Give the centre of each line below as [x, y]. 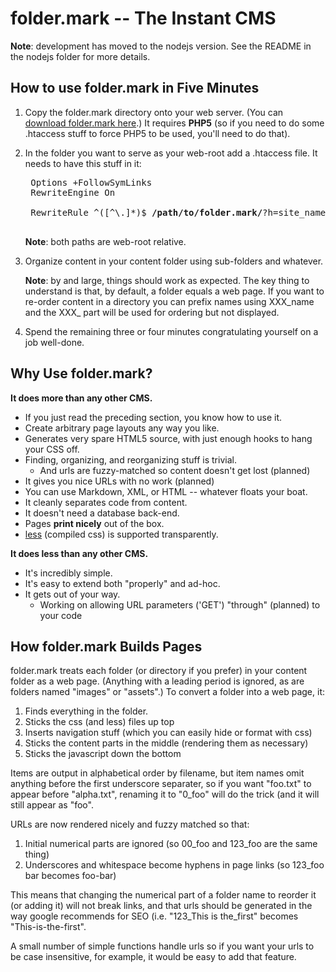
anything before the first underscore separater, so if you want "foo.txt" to [161, 784]
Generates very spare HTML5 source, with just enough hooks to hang [168, 438]
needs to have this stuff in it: [83, 163]
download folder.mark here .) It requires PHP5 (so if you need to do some [174, 123]
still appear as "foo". [52, 805]
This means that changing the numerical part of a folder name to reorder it [163, 895]
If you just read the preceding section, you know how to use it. [153, 417]
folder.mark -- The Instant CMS [143, 18]
